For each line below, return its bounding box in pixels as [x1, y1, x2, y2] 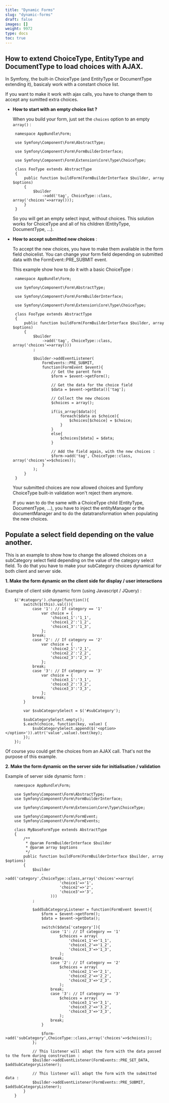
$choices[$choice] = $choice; [69, 418, 133, 423]
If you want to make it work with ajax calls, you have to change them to [5, 91, 153, 97]
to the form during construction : [5, 1053, 80, 1058]
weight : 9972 [5, 26, 33, 31]
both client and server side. [5, 568, 62, 574]
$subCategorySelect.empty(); [23, 717, 85, 722]
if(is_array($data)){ [51, 409, 97, 414]
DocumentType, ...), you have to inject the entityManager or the [12, 505, 145, 511]
